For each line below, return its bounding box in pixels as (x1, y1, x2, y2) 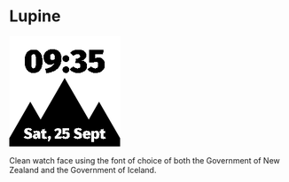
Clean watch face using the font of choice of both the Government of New (9, 155, 281, 165)
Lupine (9, 6, 61, 27)
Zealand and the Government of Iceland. (9, 164, 157, 175)
